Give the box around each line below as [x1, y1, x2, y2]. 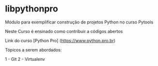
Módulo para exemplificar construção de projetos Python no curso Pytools [5, 19, 154, 25]
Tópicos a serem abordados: [5, 47, 62, 53]
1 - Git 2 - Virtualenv [5, 56, 45, 62]
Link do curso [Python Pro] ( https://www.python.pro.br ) [5, 37, 116, 44]
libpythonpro [5, 3, 58, 14]
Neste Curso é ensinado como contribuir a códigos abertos [5, 28, 123, 34]
